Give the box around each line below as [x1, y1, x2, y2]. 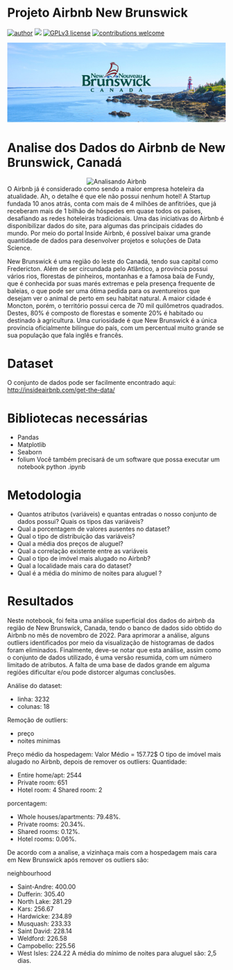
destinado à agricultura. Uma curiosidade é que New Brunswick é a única [7, 316, 217, 324]
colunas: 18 [17, 702, 50, 711]
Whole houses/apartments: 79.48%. [17, 813, 121, 821]
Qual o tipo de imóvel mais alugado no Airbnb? [17, 554, 151, 563]
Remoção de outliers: [7, 716, 68, 724]
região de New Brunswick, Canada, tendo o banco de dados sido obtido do [7, 624, 222, 632]
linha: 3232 [17, 695, 50, 703]
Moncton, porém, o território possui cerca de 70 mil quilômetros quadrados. [7, 302, 224, 310]
